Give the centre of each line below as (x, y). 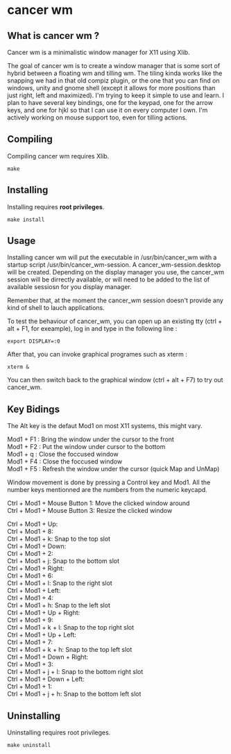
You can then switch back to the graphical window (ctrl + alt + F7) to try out (115, 380)
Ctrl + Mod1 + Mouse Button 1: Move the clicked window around (99, 503)
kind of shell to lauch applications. (56, 308)
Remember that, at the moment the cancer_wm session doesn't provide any (115, 300)
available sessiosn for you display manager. (69, 287)
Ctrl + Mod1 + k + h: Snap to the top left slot (70, 650)
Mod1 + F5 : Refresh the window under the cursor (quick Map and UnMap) (113, 469)
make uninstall (29, 746)
